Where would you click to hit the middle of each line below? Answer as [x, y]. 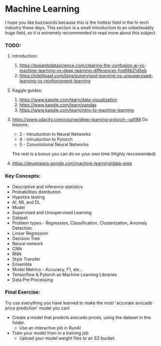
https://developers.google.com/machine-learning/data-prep [72, 164]
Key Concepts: [23, 176]
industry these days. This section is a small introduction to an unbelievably [80, 27]
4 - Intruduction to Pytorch [46, 139]
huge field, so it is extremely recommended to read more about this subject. [81, 33]
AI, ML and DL [26, 202]
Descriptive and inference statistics [47, 186]
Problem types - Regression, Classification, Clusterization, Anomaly [80, 223]
